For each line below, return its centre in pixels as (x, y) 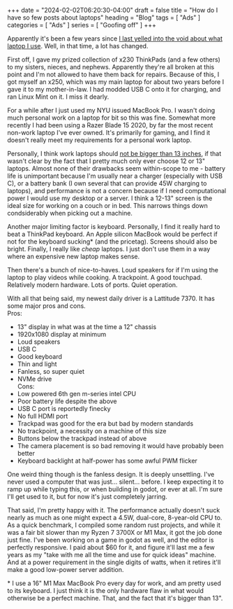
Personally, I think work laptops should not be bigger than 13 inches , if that (114, 154)
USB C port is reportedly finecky (64, 408)
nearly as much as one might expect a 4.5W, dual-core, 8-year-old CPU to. (115, 518)
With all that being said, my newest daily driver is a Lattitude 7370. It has (111, 298)
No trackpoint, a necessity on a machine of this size (92, 431)
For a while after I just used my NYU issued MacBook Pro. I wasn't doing (111, 110)
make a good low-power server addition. (66, 569)
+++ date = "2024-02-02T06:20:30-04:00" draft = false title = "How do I (113, 10)
